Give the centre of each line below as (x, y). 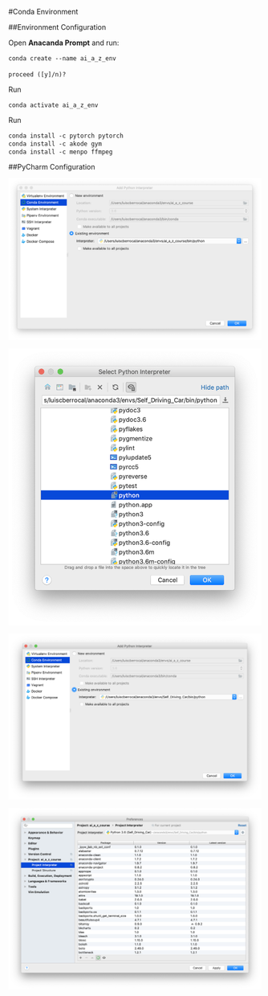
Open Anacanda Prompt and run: (64, 43)
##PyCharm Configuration (52, 167)
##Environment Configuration (57, 27)
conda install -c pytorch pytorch (66, 136)
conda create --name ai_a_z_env (62, 59)
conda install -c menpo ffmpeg (61, 152)
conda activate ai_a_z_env (53, 105)
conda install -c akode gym (55, 144)
